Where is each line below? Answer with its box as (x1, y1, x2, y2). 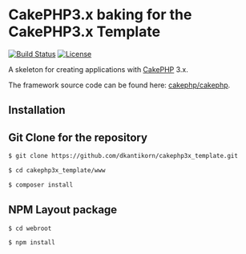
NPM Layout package (8, 203, 118, 217)
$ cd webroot (8, 224, 52, 232)
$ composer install (8, 180, 74, 189)
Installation (8, 103, 66, 117)
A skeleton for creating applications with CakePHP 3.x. (8, 64, 188, 74)
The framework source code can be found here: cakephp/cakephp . (8, 80, 231, 90)
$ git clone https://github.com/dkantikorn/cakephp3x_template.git (8, 152, 239, 160)
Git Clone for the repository (8, 131, 148, 144)
